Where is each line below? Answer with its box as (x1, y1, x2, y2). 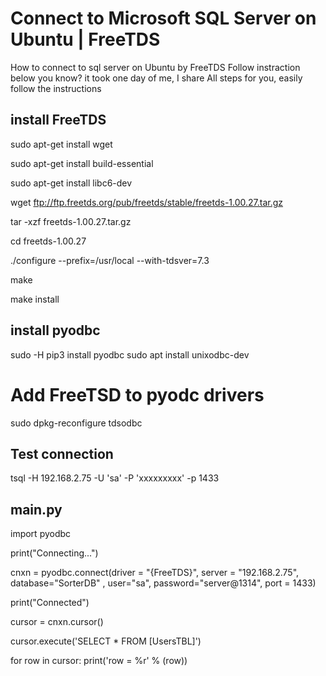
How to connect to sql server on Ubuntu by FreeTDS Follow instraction (10, 61, 301, 73)
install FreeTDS (10, 112, 107, 129)
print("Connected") (10, 597, 90, 609)
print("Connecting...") (10, 547, 99, 559)
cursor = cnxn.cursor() (10, 616, 104, 628)
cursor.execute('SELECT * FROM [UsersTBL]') (10, 635, 202, 647)
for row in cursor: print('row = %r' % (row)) (10, 655, 188, 667)
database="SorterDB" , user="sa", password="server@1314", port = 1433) (10, 577, 317, 589)
